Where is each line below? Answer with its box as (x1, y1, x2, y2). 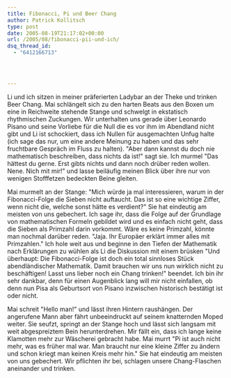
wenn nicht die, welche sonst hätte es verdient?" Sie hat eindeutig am (7, 202, 207, 211)
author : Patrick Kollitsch (7, 17, 86, 24)
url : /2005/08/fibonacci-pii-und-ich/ (7, 36, 120, 43)
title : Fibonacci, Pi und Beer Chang (7, 10, 117, 17)
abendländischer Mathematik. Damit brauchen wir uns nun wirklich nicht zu (7, 262, 224, 270)
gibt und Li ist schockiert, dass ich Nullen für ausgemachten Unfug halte (7, 130, 214, 138)
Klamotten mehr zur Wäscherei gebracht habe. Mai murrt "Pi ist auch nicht (7, 334, 221, 342)
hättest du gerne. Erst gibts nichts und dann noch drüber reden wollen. (7, 159, 211, 167)
